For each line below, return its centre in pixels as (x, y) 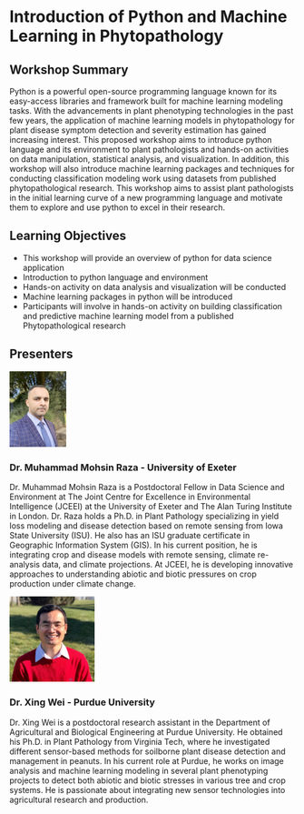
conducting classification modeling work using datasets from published (143, 178)
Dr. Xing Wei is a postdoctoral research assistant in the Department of (140, 722)
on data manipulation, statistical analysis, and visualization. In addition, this (150, 159)
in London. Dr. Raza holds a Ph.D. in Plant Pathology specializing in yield (144, 517)
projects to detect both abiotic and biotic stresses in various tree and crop (147, 780)
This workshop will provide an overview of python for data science (147, 257)
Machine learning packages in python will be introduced (127, 296)
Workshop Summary (69, 70)
